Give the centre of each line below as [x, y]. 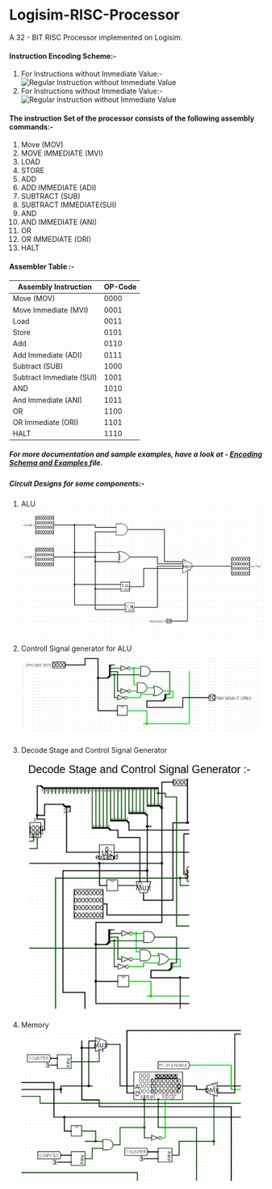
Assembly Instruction [55, 287]
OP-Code [120, 287]
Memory [35, 1025]
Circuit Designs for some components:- [77, 483]
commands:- [31, 126]
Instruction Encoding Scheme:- [63, 56]
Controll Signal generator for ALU [76, 648]
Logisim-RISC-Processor [94, 15]
